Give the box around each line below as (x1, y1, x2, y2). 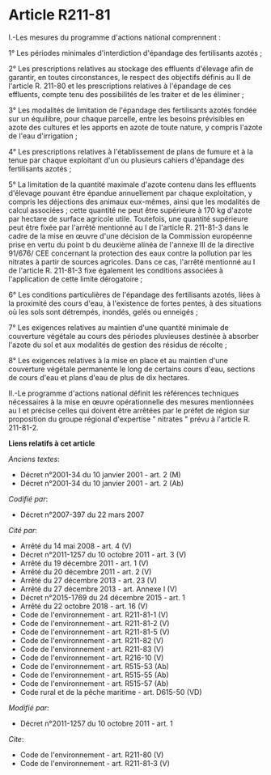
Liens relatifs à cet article (8, 438, 95, 448)
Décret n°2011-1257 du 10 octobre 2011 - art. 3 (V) (19, 549, 187, 559)
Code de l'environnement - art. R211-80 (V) (19, 750, 164, 760)
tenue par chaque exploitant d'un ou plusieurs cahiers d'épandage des (8, 155, 244, 165)
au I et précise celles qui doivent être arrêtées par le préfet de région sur (8, 405, 251, 415)
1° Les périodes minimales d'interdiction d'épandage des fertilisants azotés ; (8, 48, 263, 57)
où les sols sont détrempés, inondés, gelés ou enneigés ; (8, 307, 198, 316)
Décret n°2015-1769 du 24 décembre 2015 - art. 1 (19, 592, 186, 602)
